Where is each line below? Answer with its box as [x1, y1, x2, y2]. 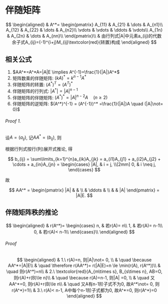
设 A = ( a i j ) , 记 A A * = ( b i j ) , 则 [5, 134, 62, 142]
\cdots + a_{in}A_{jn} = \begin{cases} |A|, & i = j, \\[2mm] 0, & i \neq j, [12, 161, 156, 167]
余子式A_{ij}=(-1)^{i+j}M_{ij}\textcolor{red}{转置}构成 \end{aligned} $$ [12, 39, 157, 45]
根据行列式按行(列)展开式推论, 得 [5, 146, 73, 152]
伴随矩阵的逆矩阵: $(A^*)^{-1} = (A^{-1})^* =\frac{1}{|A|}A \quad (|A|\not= [12, 101, 163, 107]
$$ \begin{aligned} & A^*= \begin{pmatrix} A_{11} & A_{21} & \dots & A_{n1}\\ [6, 21, 163, 28]
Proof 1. [5, 118, 21, 124]
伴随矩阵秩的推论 [5, 208, 58, 217]
